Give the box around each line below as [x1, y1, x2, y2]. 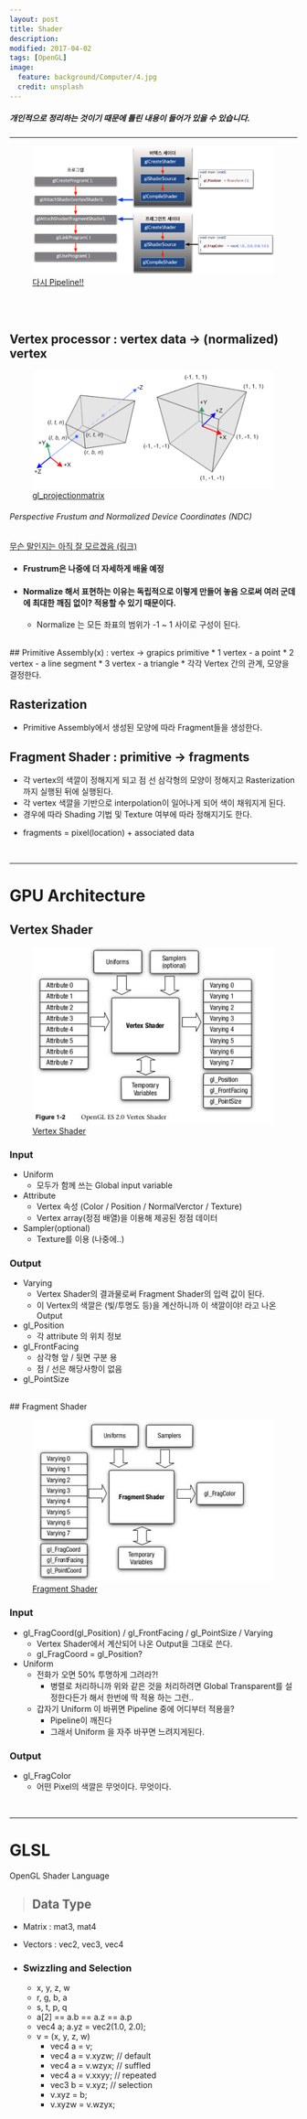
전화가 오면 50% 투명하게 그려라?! [36, 1669, 158, 1680]
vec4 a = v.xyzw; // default [49, 2050, 152, 2061]
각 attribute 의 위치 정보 [36, 1331, 122, 1342]
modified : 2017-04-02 [9, 44, 92, 53]
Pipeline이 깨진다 [49, 1715, 112, 1726]
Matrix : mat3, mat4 [22, 1921, 97, 1932]
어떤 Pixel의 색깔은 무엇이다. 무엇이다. [36, 1781, 172, 1792]
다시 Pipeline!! [32, 277, 85, 288]
